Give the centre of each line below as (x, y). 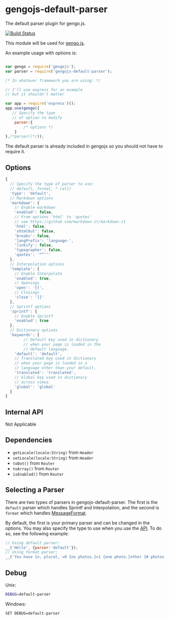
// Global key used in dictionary (51, 377)
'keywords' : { (25, 335)
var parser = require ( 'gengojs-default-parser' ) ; (59, 71)
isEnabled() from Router (38, 474)
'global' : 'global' (35, 387)
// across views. (33, 382)
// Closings (27, 293)
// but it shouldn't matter (35, 94)
